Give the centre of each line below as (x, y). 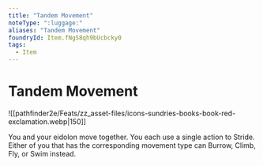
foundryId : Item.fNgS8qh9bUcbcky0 (65, 38)
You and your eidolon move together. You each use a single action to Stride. (131, 137)
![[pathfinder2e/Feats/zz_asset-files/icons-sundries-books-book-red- (122, 113)
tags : (17, 45)
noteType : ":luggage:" (45, 23)
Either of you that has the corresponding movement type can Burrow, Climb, (132, 145)
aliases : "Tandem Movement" (54, 30)
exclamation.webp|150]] (47, 121)
